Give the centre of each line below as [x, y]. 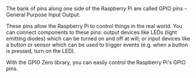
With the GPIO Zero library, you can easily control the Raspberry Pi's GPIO [96, 62]
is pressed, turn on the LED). [41, 51]
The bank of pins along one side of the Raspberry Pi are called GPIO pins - [97, 9]
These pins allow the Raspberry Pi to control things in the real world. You [94, 26]
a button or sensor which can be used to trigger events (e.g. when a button [97, 45]
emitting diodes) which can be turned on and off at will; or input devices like [98, 38]
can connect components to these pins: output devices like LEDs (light [92, 32]
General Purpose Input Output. [43, 15]
